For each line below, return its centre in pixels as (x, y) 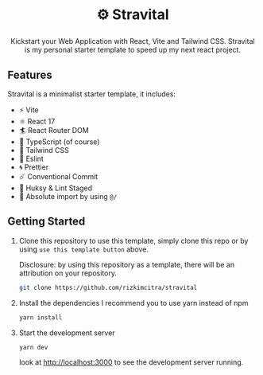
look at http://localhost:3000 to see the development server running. (131, 362)
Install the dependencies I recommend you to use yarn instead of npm (133, 303)
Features (30, 74)
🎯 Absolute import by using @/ (68, 196)
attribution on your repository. (68, 273)
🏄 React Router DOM (54, 130)
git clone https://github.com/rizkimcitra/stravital (108, 287)
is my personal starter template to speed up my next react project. (133, 50)
